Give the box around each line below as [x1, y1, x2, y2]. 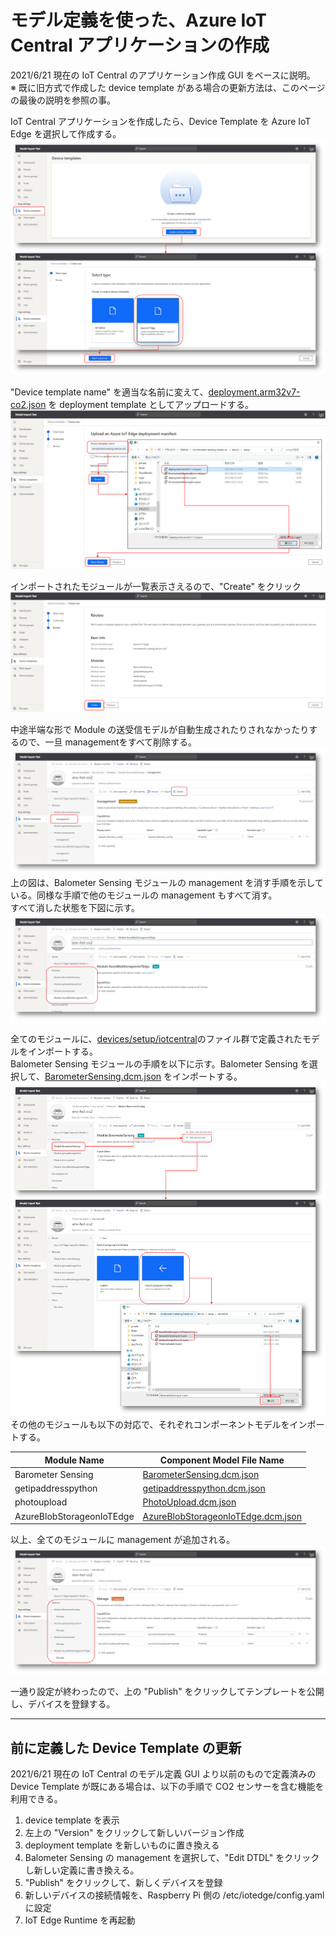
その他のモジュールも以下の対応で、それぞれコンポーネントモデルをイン [10, 1419, 308, 1431]
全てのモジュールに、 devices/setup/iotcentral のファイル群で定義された [10, 1032, 303, 1045]
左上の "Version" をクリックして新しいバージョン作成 [24, 1827, 245, 1839]
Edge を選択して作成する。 [10, 127, 122, 140]
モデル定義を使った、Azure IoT [10, 9, 267, 32]
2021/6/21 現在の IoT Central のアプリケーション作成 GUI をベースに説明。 [10, 69, 316, 81]
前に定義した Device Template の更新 [10, 1739, 242, 1756]
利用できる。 [10, 1793, 63, 1805]
